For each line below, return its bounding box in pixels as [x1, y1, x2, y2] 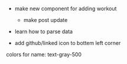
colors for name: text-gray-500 [6, 51, 82, 58]
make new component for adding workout [14, 5, 117, 12]
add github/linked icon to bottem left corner [14, 40, 121, 46]
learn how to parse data [14, 28, 73, 35]
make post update [23, 17, 68, 23]
